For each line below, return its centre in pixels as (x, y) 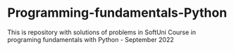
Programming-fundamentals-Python (117, 13)
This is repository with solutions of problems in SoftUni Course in (101, 32)
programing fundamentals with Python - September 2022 (91, 39)
